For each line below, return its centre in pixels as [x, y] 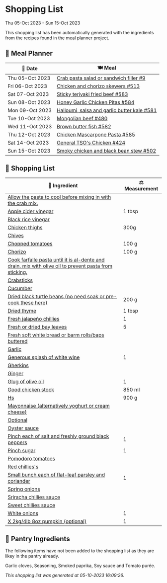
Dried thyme [22, 311]
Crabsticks [20, 280]
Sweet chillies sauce [32, 505]
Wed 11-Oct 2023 [30, 126]
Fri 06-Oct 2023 [27, 86]
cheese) [17, 412]
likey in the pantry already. [32, 556]
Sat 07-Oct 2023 [28, 94]
